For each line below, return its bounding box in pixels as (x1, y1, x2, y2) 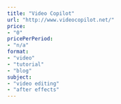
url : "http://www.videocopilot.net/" (7, 16, 115, 23)
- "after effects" (7, 86, 59, 93)
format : (7, 49, 29, 55)
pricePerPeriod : (7, 36, 53, 42)
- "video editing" (7, 80, 59, 87)
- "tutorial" (7, 61, 44, 68)
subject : (7, 73, 32, 81)
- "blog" (7, 67, 32, 74)
